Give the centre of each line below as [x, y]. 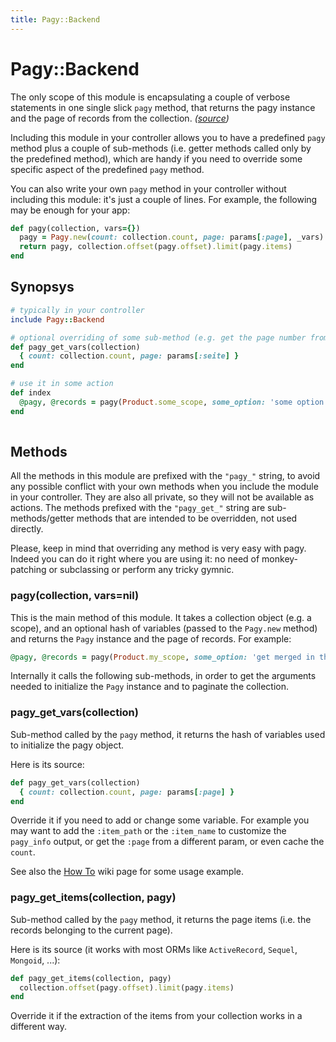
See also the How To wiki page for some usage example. [127, 872]
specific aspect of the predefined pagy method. [107, 169]
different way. [38, 1027]
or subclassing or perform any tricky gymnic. [141, 570]
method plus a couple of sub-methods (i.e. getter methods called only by [161, 148]
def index [31, 393]
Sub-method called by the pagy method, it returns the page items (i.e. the [161, 919]
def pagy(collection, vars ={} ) [75, 228]
